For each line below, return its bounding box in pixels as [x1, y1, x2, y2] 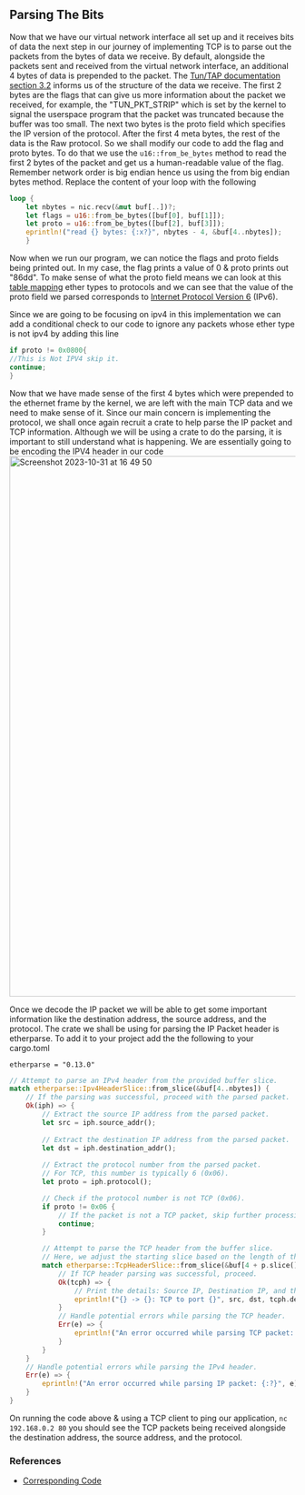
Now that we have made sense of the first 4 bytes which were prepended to [9, 387, 294, 398]
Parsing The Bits [9, 7, 104, 23]
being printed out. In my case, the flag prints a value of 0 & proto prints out [9, 263, 289, 274]
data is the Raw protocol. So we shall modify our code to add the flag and [9, 137, 284, 148]
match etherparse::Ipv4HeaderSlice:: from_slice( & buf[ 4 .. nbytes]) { [9, 1084, 271, 1094]
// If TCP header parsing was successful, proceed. [57, 1269, 258, 1279]
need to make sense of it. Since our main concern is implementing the [9, 406, 271, 417]
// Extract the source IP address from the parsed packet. [42, 1109, 271, 1119]
